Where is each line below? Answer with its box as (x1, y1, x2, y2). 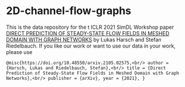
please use (6, 48, 33, 55)
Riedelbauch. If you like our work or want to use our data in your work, (6, 42, 176, 49)
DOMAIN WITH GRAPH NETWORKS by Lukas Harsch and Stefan (6, 36, 162, 43)
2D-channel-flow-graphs (6, 4, 132, 18)
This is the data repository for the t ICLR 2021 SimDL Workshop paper (6, 24, 174, 31)
